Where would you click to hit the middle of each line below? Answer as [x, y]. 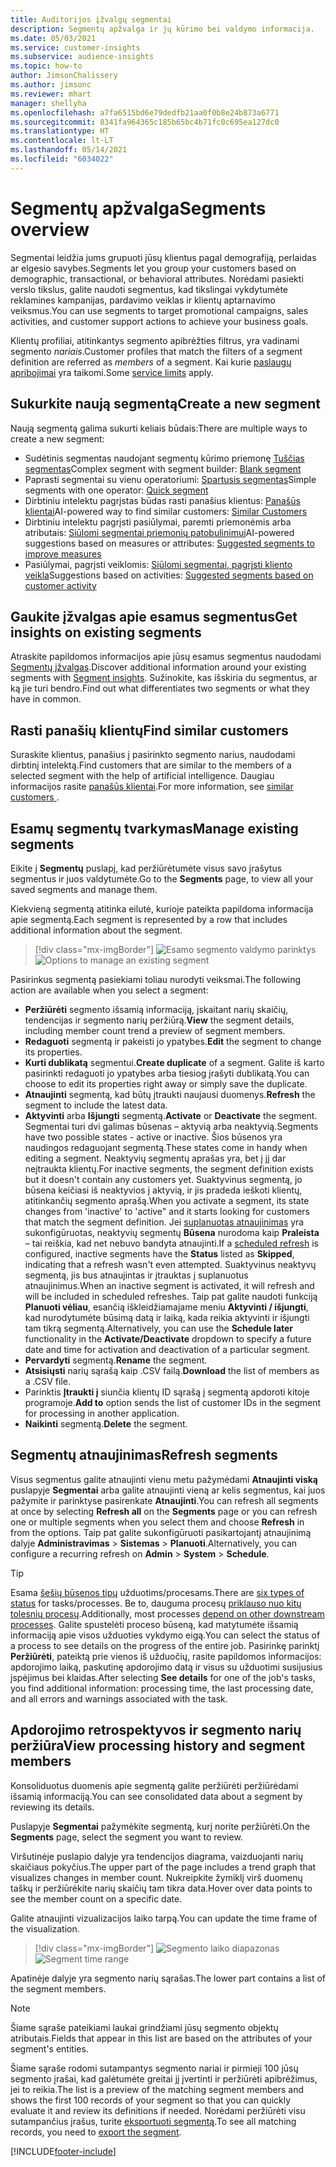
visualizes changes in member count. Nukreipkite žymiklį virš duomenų [156, 1877]
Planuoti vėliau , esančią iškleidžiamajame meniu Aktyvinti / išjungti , [166, 1307]
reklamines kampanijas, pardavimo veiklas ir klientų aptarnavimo [143, 300]
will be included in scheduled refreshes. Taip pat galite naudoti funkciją [171, 1296]
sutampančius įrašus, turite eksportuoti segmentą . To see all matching [153, 2121]
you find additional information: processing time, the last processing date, [162, 1688]
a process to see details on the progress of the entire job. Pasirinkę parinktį [165, 1645]
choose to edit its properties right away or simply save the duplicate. [166, 1083]
